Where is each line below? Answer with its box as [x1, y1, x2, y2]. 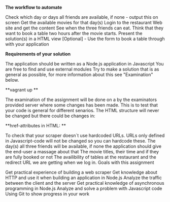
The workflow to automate [5, 5, 62, 10]
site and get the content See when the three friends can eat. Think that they [5, 25, 164, 31]
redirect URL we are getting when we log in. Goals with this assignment [5, 159, 154, 165]
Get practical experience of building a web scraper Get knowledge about [5, 170, 157, 175]
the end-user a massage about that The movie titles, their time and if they [5, 149, 159, 154]
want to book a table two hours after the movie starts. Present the [5, 30, 143, 36]
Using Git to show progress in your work [5, 191, 90, 197]
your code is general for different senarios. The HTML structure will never [5, 108, 159, 113]
